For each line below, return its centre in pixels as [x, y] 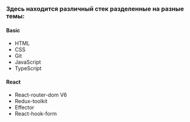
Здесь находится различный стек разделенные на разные [95, 9]
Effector [24, 107]
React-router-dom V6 [41, 95]
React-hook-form [36, 114]
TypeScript [28, 68]
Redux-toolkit [31, 101]
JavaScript [28, 62]
